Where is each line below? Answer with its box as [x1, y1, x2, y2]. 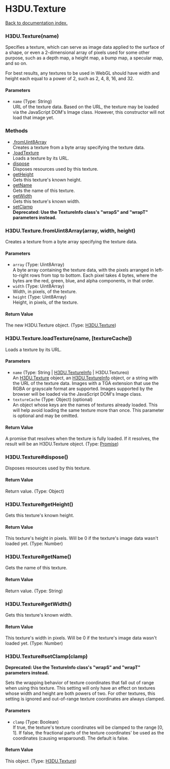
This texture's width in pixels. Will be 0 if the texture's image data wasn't [5, 635, 157, 641]
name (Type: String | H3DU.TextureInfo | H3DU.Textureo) [12, 369, 129, 375]
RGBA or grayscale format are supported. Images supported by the [12, 386, 153, 392]
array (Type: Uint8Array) [12, 262, 64, 268]
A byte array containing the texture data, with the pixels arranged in [12, 267, 154, 273]
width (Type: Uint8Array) [12, 283, 64, 290]
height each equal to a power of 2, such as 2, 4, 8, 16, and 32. [5, 76, 134, 82]
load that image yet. [12, 115, 54, 121]
